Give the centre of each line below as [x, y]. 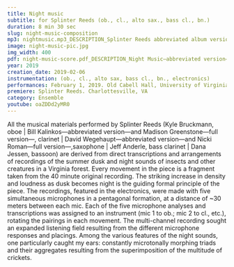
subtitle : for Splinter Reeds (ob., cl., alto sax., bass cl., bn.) [109, 20]
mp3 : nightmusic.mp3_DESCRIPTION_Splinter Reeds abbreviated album [107, 40]
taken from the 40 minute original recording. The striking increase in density [117, 176]
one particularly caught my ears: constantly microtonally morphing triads [112, 243]
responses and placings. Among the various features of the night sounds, [112, 235]
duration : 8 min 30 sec [42, 26]
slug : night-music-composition [53, 33]
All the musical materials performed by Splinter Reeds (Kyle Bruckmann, [110, 124]
